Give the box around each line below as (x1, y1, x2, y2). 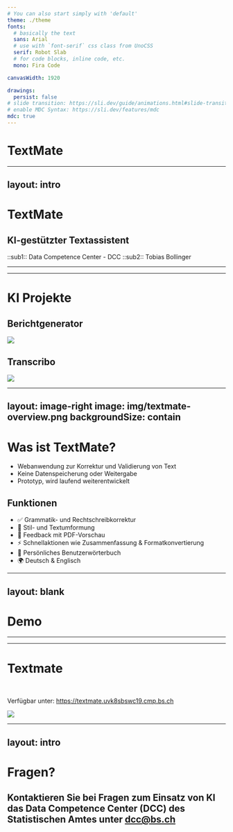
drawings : (7, 87, 36, 94)
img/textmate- (127, 400, 191, 412)
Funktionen (7, 497, 58, 509)
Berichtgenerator (7, 318, 83, 329)
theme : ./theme (7, 17, 51, 24)
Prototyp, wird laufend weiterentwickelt (17, 477, 130, 485)
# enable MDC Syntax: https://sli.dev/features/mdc (7, 106, 159, 113)
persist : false (13, 93, 58, 101)
